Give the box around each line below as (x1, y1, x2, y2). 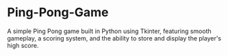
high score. (7, 41, 39, 49)
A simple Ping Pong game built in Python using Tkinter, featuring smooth (7, 27, 212, 35)
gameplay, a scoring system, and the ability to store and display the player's (7, 34, 221, 42)
